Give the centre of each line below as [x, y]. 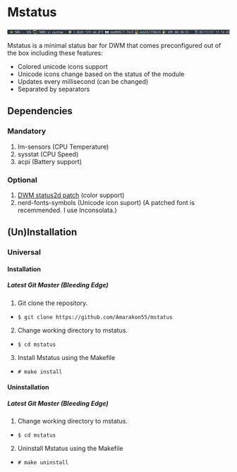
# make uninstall [43, 463]
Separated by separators [54, 89]
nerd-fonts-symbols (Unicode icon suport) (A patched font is [106, 202]
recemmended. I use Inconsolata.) [67, 210]
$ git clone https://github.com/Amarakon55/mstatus [95, 317]
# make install [40, 372]
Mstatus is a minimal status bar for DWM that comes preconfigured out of [114, 45]
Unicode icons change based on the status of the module [101, 74]
